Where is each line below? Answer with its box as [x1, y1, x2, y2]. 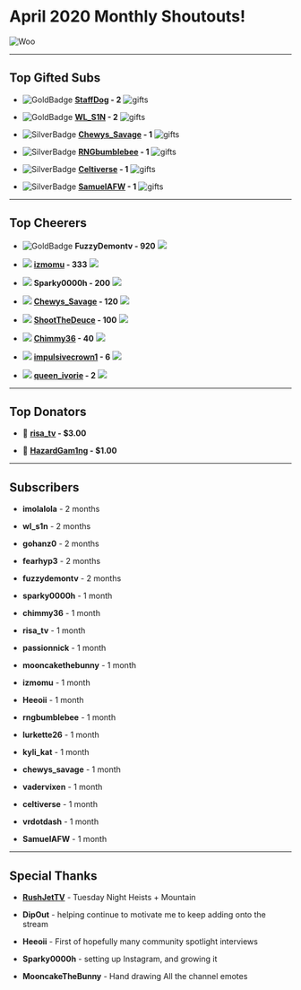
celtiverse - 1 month [21, 799, 99, 810]
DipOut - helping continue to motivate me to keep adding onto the [21, 909, 266, 920]
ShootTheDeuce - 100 [33, 314, 117, 325]
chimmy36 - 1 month [21, 608, 101, 619]
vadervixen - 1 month [21, 782, 103, 793]
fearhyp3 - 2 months [21, 556, 101, 567]
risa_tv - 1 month [21, 625, 86, 636]
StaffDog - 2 [74, 94, 122, 105]
